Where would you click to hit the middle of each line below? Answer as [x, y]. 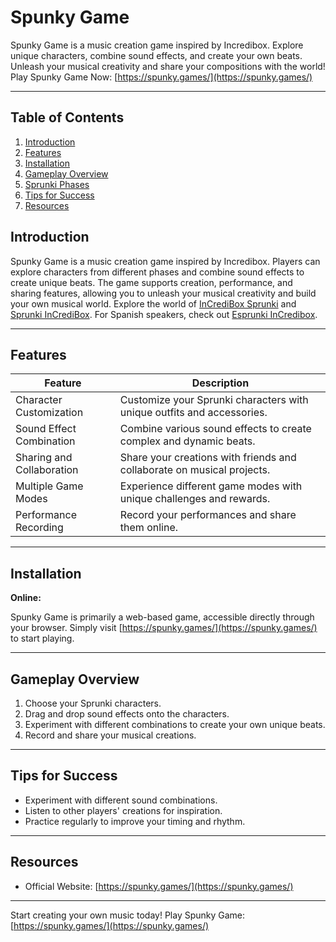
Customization [49, 413]
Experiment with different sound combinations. [121, 800]
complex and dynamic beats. [187, 441]
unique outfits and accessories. [193, 413]
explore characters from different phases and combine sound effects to [157, 272]
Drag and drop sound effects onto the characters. [127, 714]
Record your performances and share [208, 515]
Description [220, 383]
